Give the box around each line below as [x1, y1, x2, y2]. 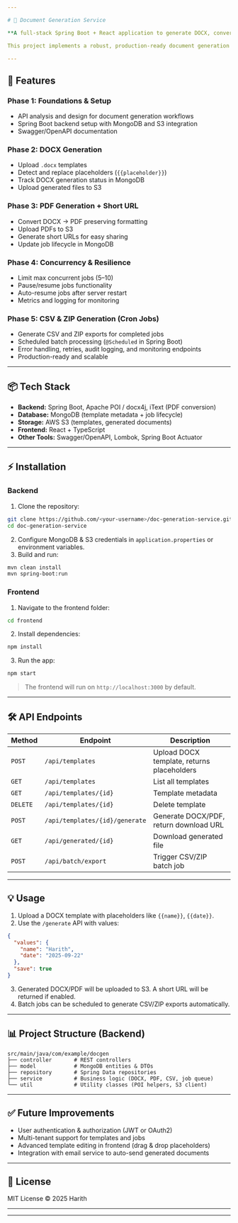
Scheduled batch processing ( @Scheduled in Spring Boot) [17, 337, 183, 346]
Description [169, 735, 210, 745]
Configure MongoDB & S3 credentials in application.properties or [17, 535, 214, 543]
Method [11, 735, 38, 745]
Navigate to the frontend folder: [17, 603, 110, 611]
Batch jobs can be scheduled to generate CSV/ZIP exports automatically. [17, 1000, 230, 1008]
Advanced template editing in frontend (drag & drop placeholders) [17, 1141, 210, 1149]
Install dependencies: [17, 630, 81, 638]
